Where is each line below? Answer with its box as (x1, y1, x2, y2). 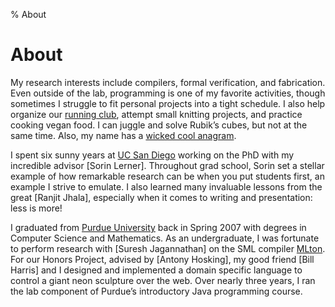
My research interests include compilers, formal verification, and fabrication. (10, 76, 326, 88)
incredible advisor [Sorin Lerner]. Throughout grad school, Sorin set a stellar (10, 159, 325, 171)
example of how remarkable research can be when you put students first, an (10, 170, 325, 182)
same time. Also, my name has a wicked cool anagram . (10, 129, 237, 141)
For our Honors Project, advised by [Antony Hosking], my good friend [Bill (10, 253, 315, 265)
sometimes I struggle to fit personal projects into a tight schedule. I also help (10, 97, 326, 109)
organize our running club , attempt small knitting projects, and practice (10, 108, 303, 120)
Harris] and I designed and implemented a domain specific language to (10, 264, 303, 276)
